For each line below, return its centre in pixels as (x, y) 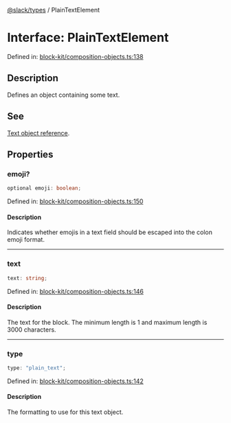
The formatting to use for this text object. (65, 412)
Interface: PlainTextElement (88, 38)
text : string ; (27, 278)
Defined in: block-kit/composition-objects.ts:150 (75, 201)
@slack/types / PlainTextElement (54, 10)
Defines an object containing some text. (64, 95)
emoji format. (26, 240)
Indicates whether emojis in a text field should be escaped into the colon (110, 232)
